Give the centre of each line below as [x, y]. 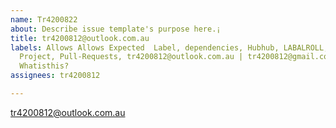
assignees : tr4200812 [55, 76]
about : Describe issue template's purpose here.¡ [116, 29]
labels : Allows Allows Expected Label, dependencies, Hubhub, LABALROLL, [169, 47]
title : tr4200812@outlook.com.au [80, 38]
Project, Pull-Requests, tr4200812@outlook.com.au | [131, 57]
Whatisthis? [44, 66]
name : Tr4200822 [44, 19]
